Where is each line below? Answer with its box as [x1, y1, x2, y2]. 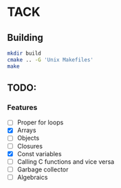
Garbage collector [16, 165, 69, 173]
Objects [16, 134, 40, 142]
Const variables [16, 149, 62, 158]
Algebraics [16, 173, 48, 181]
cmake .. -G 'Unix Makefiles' [7, 56, 94, 63]
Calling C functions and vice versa [16, 157, 115, 166]
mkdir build [7, 50, 41, 57]
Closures [16, 142, 43, 150]
